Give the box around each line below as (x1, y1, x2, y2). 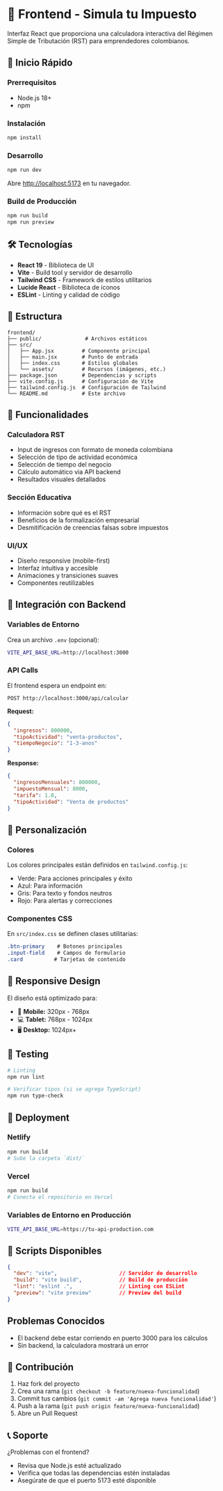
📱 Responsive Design (7, 975, 101, 988)
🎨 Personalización (7, 824, 87, 836)
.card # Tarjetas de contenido (7, 956, 126, 963)
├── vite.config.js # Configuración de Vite (7, 377, 154, 385)
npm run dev (7, 166, 42, 173)
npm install (7, 134, 42, 141)
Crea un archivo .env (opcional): (7, 635, 99, 643)
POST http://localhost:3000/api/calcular (7, 694, 129, 702)
